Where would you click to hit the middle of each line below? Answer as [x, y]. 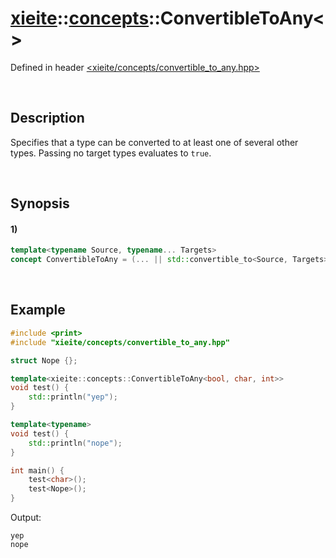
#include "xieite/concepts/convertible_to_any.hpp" [120, 342]
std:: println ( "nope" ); [75, 443]
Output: [26, 518]
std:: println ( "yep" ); [73, 397]
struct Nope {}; [44, 360]
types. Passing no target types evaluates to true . [111, 153]
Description [47, 118]
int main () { [37, 470]
